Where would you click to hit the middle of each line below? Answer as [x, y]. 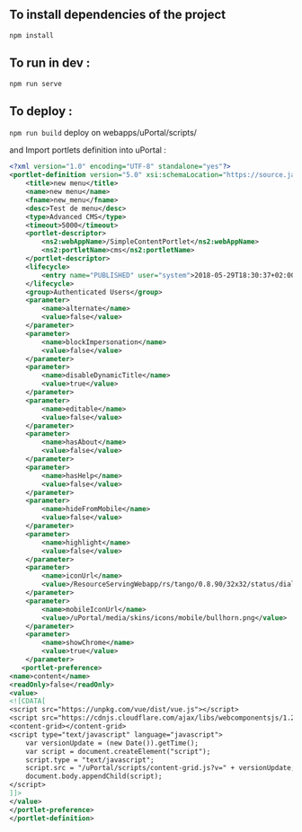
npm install [31, 35]
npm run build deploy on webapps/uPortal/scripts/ [103, 133]
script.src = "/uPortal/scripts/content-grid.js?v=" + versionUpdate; [160, 768]
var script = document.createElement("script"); [118, 751]
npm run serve [36, 84]
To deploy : [41, 111]
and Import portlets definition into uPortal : [88, 150]
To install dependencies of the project [118, 15]
